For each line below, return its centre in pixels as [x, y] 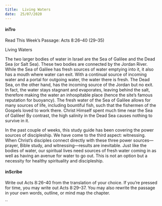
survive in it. [17, 120]
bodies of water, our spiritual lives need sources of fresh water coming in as [81, 150]
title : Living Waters [28, 9]
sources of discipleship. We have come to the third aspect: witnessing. [75, 135]
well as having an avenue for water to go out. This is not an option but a [76, 156]
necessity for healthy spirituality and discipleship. [54, 161]
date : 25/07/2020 [23, 14]
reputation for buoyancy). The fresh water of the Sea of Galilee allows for [78, 100]
